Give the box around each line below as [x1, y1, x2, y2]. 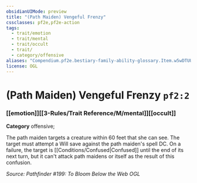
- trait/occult [11, 42, 49, 48]
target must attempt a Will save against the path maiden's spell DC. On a [6, 140, 181, 147]
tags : [6, 25, 19, 31]
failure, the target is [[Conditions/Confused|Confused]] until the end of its [6, 146, 184, 153]
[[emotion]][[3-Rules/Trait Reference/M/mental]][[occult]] [6, 109, 176, 117]
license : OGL [6, 63, 38, 69]
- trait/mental [11, 36, 49, 42]
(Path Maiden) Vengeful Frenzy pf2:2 [6, 89, 190, 101]
